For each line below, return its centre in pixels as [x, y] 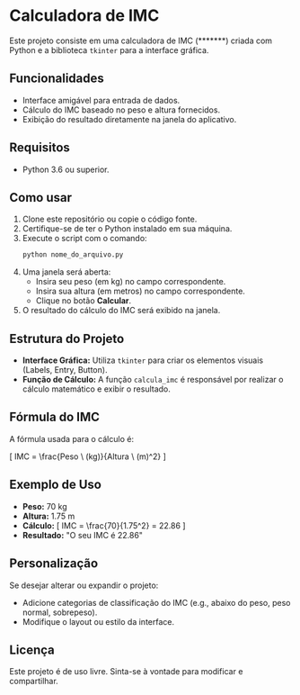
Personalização [54, 564]
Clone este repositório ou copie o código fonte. [110, 219]
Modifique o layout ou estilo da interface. [98, 621]
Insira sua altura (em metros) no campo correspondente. [140, 291]
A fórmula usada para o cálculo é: [72, 438]
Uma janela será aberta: [66, 272]
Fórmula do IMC [55, 417]
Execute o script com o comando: [84, 239]
